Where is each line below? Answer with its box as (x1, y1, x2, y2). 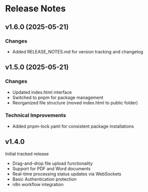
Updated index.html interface (12, 89, 72, 95)
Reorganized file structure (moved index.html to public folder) (12, 99, 138, 105)
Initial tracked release (5, 150, 49, 156)
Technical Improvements (5, 112, 66, 119)
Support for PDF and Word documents (12, 165, 91, 171)
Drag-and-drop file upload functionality (12, 160, 93, 166)
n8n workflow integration (12, 181, 64, 187)
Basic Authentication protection (12, 176, 77, 182)
